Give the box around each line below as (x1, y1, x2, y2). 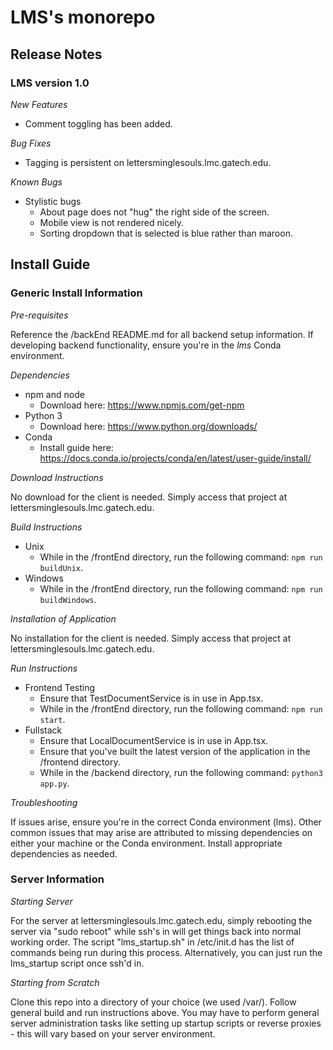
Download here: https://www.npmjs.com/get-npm (39, 399, 245, 411)
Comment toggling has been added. (24, 117, 173, 130)
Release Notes (10, 46, 103, 63)
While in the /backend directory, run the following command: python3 (39, 766, 323, 778)
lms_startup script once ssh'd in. (10, 957, 145, 969)
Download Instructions (10, 471, 104, 483)
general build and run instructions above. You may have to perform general (10, 1006, 320, 1018)
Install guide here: (39, 441, 114, 453)
